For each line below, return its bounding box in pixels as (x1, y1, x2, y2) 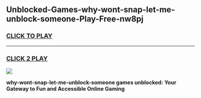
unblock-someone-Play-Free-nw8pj (6, 14, 144, 24)
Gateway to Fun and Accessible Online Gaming (6, 85, 125, 92)
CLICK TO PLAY (6, 32, 53, 40)
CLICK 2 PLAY (6, 54, 48, 62)
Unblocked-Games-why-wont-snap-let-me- (6, 5, 175, 15)
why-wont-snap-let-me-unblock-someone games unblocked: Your (6, 78, 176, 86)
